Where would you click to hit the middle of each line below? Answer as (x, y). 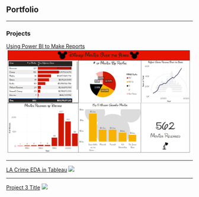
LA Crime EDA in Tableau (37, 170)
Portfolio (23, 10)
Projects (18, 33)
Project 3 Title (23, 188)
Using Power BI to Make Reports (46, 46)
